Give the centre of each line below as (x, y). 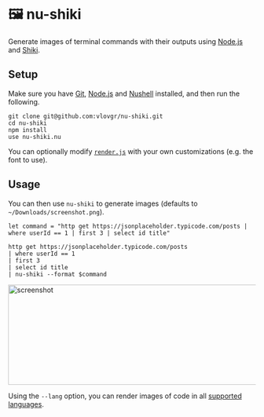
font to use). (28, 159)
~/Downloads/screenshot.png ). (56, 211)
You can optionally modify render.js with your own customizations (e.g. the (131, 151)
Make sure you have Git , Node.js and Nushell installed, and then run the (124, 93)
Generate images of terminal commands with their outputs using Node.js (126, 41)
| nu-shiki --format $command (58, 274)
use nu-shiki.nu (35, 137)
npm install (27, 130)
